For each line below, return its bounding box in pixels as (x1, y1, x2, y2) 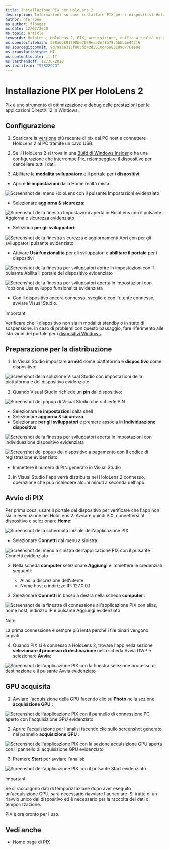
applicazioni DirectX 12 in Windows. (5, 107, 79, 113)
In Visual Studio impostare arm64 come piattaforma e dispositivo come (12, 358, 162, 364)
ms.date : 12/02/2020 (5, 26, 49, 31)
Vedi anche (5, 826, 42, 834)
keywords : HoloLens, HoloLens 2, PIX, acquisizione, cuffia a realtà (5, 36, 154, 41)
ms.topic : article (5, 31, 44, 36)
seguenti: (12, 567, 32, 574)
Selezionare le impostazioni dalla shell (12, 408, 93, 414)
